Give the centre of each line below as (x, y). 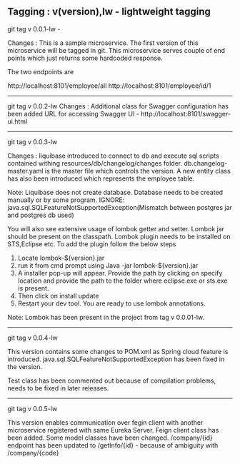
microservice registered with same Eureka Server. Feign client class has (113, 430)
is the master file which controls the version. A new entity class (137, 171)
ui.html (17, 121)
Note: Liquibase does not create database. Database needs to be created (115, 192)
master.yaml (25, 171)
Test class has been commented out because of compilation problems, (112, 380)
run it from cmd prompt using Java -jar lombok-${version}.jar (108, 265)
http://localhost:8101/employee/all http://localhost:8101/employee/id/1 (110, 86)
